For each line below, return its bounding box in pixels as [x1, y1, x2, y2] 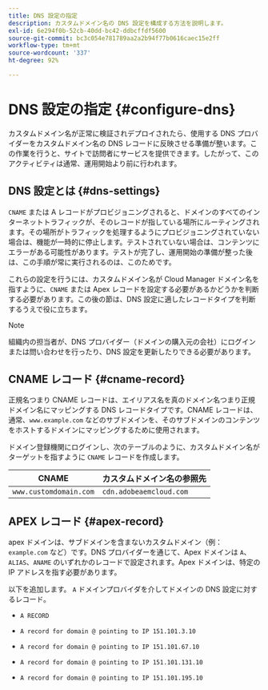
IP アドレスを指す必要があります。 [8, 567, 122, 577]
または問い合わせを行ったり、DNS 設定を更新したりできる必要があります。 [8, 346, 256, 357]
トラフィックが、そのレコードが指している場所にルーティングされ [42, 217, 260, 227]
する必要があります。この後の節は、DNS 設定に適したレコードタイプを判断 [8, 294, 256, 304]
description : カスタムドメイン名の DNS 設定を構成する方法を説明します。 [8, 19, 227, 27]
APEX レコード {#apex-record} [8, 514, 164, 528]
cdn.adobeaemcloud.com [102, 487, 189, 497]
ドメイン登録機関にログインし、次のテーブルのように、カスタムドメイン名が [8, 442, 260, 452]
